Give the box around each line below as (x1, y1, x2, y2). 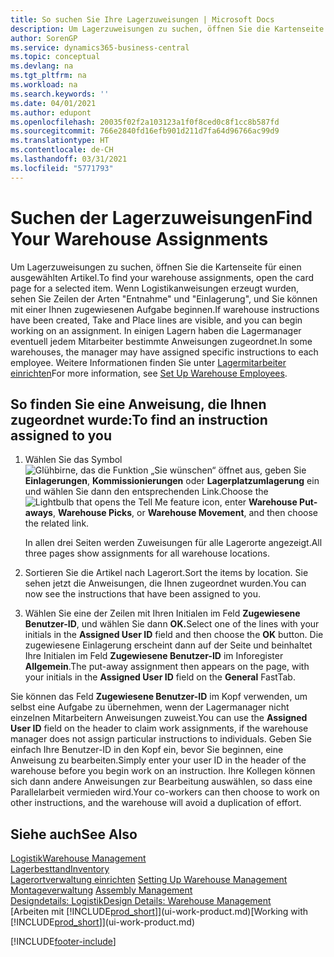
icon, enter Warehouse (201, 496, 298, 508)
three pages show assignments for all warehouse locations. (24, 547, 270, 560)
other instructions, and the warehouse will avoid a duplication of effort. (10, 797, 302, 809)
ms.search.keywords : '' (10, 89, 110, 99)
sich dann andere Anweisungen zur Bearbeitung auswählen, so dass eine (10, 776, 313, 788)
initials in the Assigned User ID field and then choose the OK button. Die (24, 629, 324, 641)
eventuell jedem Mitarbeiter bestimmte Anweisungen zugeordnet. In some (10, 335, 313, 347)
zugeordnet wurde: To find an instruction (10, 411, 268, 428)
